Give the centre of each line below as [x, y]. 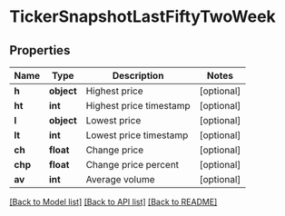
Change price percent [133, 165]
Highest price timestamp [138, 106]
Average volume [121, 179]
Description [138, 76]
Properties [40, 50]
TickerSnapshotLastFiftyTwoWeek [143, 17]
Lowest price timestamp [137, 135]
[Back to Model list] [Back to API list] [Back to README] [113, 202]
